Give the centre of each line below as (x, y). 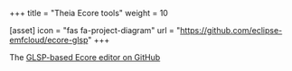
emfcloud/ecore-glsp (49, 40)
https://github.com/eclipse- (231, 30)
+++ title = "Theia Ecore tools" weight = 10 (89, 13)
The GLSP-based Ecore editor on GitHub (85, 57)
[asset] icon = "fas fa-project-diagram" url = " (95, 30)
